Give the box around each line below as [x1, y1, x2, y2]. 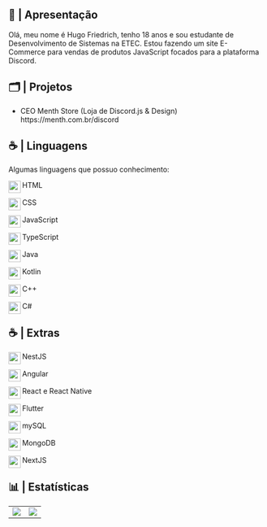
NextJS [22, 455, 47, 465]
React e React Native [22, 386, 93, 396]
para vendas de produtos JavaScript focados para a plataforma [47, 46, 260, 57]
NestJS [22, 351, 47, 362]
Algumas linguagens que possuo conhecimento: [8, 164, 170, 175]
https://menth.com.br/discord [19, 115, 119, 124]
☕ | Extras [8, 326, 60, 340]
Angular [22, 369, 49, 379]
